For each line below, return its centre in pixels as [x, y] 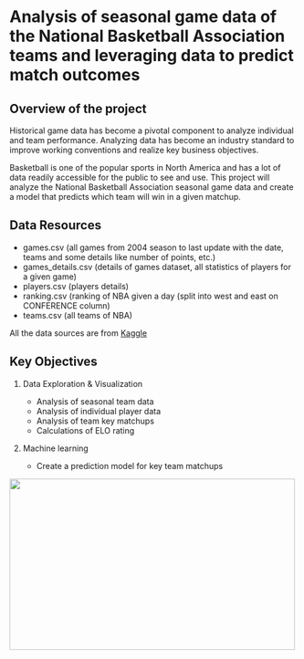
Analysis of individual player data [99, 411]
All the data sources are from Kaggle [79, 333]
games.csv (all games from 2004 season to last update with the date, [153, 247]
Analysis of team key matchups [95, 421]
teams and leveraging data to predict [152, 56]
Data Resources [56, 225]
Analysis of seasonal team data [95, 401]
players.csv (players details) [76, 286]
